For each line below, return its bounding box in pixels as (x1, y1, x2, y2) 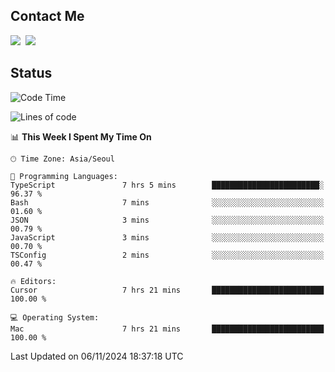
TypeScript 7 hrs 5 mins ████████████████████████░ (10, 180, 325, 190)
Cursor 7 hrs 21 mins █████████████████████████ (10, 285, 325, 295)
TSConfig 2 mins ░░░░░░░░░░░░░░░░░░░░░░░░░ (10, 250, 325, 260)
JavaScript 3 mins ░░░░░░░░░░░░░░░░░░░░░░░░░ (10, 232, 325, 243)
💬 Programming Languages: (10, 171, 118, 181)
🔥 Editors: (10, 276, 57, 286)
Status (10, 65, 53, 82)
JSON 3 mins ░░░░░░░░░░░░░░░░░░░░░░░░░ (10, 215, 325, 225)
